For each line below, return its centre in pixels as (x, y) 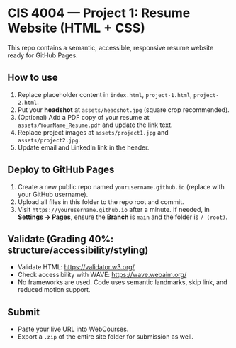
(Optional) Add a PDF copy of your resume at (84, 117)
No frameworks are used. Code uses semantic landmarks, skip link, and (123, 282)
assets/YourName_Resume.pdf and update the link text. (95, 125)
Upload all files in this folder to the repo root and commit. (101, 202)
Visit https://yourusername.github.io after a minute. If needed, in (114, 209)
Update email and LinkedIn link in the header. (83, 147)
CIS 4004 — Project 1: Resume (99, 13)
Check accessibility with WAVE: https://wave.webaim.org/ (102, 275)
